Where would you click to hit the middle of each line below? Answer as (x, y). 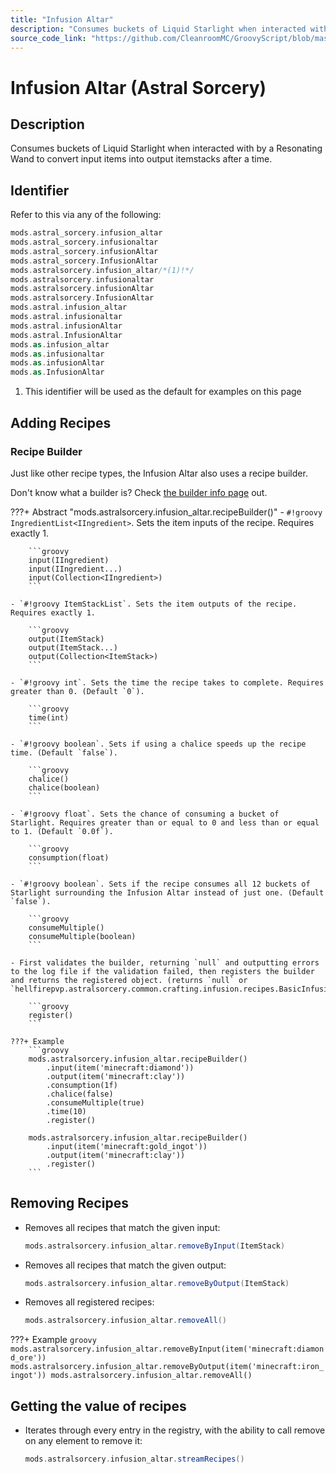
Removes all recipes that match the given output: (125, 1265)
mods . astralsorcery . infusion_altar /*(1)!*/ (102, 270)
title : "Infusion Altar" (62, 19)
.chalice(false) (80, 1094)
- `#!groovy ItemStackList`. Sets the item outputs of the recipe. (154, 604)
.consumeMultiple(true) (95, 1102)
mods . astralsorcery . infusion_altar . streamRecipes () (134, 1459)
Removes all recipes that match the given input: (122, 1227)
